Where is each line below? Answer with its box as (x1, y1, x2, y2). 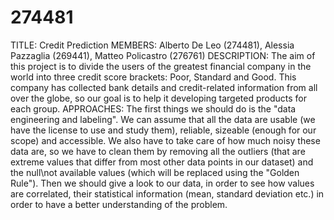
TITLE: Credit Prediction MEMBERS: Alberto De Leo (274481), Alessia (10, 39, 295, 51)
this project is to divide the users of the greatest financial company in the (10, 60, 312, 72)
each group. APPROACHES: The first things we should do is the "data (10, 102, 297, 115)
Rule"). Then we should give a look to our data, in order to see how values (10, 177, 315, 189)
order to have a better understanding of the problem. (10, 198, 228, 210)
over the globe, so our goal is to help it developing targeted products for (10, 92, 308, 104)
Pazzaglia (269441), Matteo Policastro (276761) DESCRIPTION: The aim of (10, 49, 316, 61)
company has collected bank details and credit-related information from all (10, 81, 318, 93)
